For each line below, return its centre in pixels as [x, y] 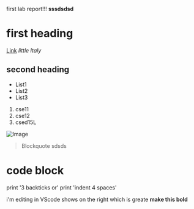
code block [35, 170]
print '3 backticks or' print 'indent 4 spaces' [62, 187]
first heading [40, 34]
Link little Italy [24, 50]
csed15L [26, 122]
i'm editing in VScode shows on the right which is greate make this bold [97, 199]
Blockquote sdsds [44, 145]
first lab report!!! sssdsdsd [40, 9]
